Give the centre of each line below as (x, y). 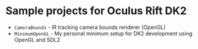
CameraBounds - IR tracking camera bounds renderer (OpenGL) (90, 27)
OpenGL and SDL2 (37, 40)
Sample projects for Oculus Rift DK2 (96, 11)
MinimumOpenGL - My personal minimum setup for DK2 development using (103, 33)
